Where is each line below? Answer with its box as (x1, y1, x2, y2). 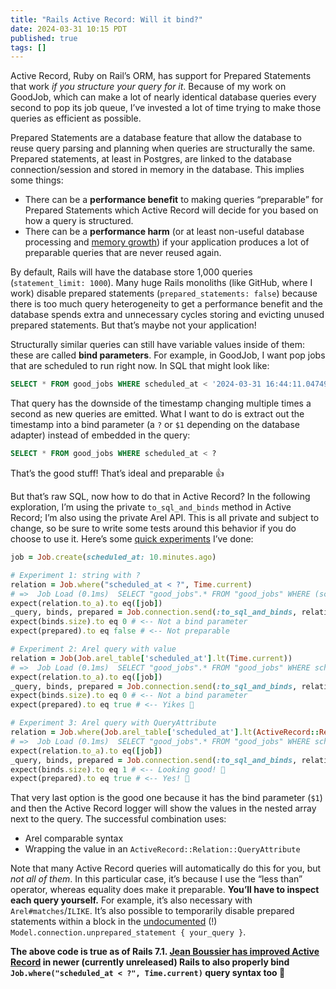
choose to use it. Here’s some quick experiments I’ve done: (10, 533, 254, 545)
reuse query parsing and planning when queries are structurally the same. (10, 142, 316, 155)
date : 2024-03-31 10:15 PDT (10, 24, 128, 34)
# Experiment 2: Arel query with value (10, 644, 177, 654)
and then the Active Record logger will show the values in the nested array (10, 802, 317, 815)
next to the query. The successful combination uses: (10, 813, 227, 825)
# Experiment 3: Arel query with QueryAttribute (10, 718, 217, 728)
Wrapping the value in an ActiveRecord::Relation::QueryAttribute (24, 843, 301, 855)
